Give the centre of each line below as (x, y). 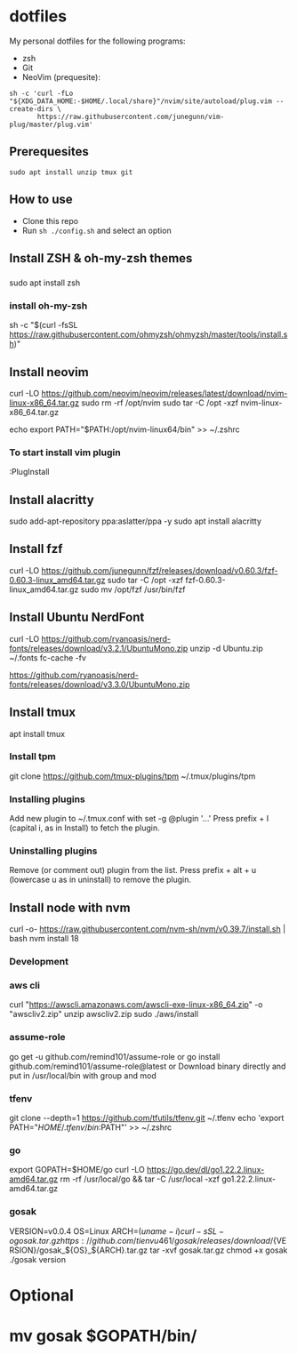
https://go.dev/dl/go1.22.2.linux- (205, 1170)
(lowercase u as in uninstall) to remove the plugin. (100, 880)
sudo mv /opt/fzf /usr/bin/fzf (133, 589)
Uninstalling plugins (53, 851)
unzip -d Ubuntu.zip (227, 648)
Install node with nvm (70, 907)
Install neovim (49, 372)
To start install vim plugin (65, 453)
